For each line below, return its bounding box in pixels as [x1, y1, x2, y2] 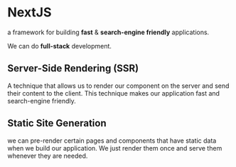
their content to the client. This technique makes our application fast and [7, 88, 220, 97]
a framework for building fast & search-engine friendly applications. [7, 28, 210, 36]
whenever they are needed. [7, 151, 88, 160]
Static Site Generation [7, 117, 107, 129]
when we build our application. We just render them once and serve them [7, 143, 222, 152]
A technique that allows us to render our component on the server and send [7, 81, 230, 90]
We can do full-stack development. [7, 41, 112, 50]
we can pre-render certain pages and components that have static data [7, 136, 217, 145]
